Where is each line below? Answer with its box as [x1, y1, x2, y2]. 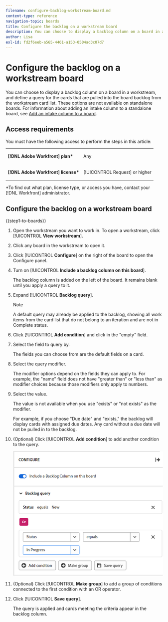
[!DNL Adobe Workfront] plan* [7, 153, 73, 159]
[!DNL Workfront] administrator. [5, 190, 70, 196]
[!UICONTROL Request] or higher [83, 169, 152, 175]
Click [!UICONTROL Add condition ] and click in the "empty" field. [12, 331, 148, 338]
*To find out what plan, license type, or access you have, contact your [5, 184, 151, 190]
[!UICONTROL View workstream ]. [12, 233, 83, 239]
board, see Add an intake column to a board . [5, 110, 97, 116]
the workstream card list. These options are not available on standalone [5, 100, 153, 106]
